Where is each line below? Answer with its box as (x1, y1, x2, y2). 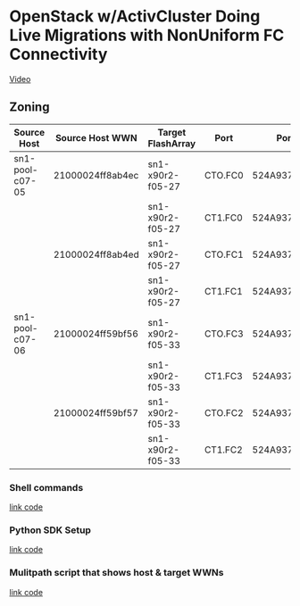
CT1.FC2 (204, 444, 243, 456)
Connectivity (9, 45, 108, 64)
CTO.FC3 (204, 328, 244, 340)
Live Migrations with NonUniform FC (9, 25, 285, 46)
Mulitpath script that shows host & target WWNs (9, 567, 224, 579)
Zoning (9, 100, 50, 115)
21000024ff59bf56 (53, 328, 138, 340)
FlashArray (147, 137, 196, 149)
